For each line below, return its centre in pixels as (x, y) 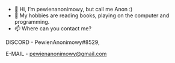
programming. (32, 22)
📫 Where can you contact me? (53, 29)
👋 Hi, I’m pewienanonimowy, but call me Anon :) (73, 9)
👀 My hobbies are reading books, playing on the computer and (92, 15)
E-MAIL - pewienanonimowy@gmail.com (56, 54)
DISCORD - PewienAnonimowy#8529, (53, 42)
